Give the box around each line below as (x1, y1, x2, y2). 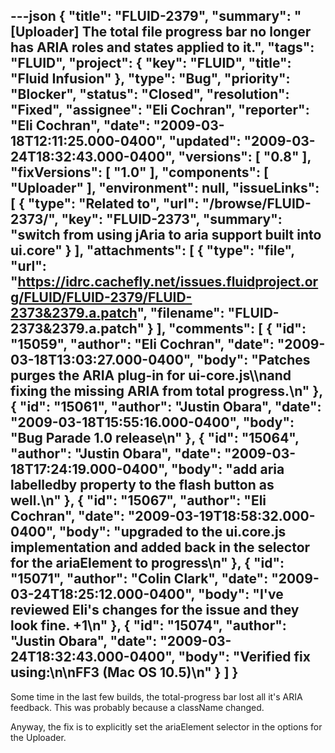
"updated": (168, 133, 242, 150)
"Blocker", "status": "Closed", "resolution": (10, 86, 290, 103)
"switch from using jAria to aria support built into (10, 227, 322, 244)
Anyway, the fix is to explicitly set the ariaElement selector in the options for (10, 720, 323, 733)
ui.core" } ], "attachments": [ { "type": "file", (10, 242, 295, 259)
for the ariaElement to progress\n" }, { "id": (10, 555, 285, 572)
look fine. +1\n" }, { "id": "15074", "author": (10, 617, 287, 634)
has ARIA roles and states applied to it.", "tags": (10, 39, 315, 56)
